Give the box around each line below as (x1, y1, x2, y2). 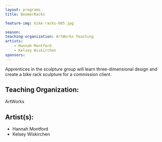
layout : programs (5, 7, 41, 12)
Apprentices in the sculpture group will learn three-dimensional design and (5, 66, 158, 72)
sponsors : (5, 52, 26, 57)
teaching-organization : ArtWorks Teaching (5, 34, 94, 39)
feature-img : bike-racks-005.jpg (5, 21, 74, 26)
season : (5, 30, 21, 35)
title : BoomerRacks (5, 12, 45, 17)
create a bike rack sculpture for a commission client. (5, 71, 112, 77)
